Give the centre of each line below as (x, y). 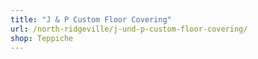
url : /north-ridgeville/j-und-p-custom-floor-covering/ (129, 29)
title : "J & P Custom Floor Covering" (91, 19)
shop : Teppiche (42, 38)
